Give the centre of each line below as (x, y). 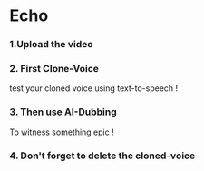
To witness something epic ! (62, 132)
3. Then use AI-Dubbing (63, 112)
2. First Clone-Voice (54, 69)
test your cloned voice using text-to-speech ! (94, 88)
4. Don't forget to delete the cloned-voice (102, 156)
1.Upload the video (51, 45)
